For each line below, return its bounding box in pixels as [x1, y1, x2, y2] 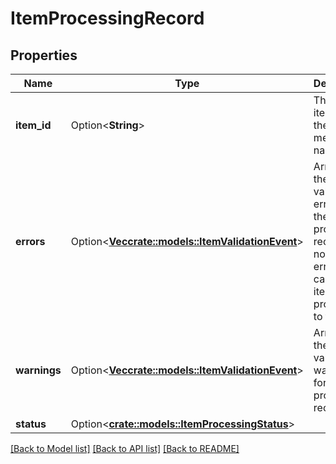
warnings [15, 363, 62, 377]
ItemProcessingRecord [10, 7, 205, 30]
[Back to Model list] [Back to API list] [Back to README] [10, 443, 240, 454]
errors [15, 235, 46, 248]
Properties [10, 47, 78, 64]
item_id [15, 118, 52, 132]
